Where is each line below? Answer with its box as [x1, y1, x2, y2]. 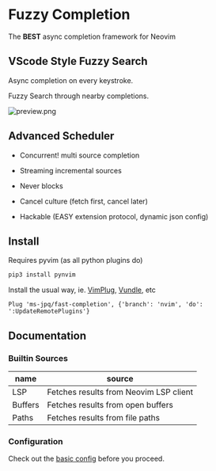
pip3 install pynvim [8, 271, 77, 279]
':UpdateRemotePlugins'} [8, 307, 90, 316]
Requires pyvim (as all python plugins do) [8, 256, 143, 265]
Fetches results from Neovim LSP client [47, 386, 194, 397]
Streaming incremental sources [19, 165, 123, 175]
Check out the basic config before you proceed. [8, 454, 165, 464]
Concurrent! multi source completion [19, 150, 140, 160]
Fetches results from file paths [47, 412, 161, 423]
